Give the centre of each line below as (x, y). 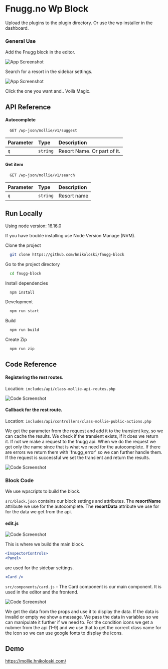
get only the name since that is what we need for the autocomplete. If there (83, 447)
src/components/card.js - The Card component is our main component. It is (83, 587)
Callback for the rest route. (34, 410)
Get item (14, 165)
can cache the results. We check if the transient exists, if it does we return (82, 436)
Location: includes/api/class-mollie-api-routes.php (60, 388)
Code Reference (31, 364)
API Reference (28, 107)
